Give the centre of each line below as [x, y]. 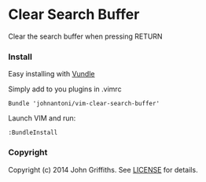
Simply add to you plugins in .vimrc [65, 89]
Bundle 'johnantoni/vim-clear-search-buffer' [84, 104]
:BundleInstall [33, 133]
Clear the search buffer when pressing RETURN [85, 36]
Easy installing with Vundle [51, 74]
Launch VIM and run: [42, 118]
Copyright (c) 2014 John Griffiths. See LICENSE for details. [103, 169]
